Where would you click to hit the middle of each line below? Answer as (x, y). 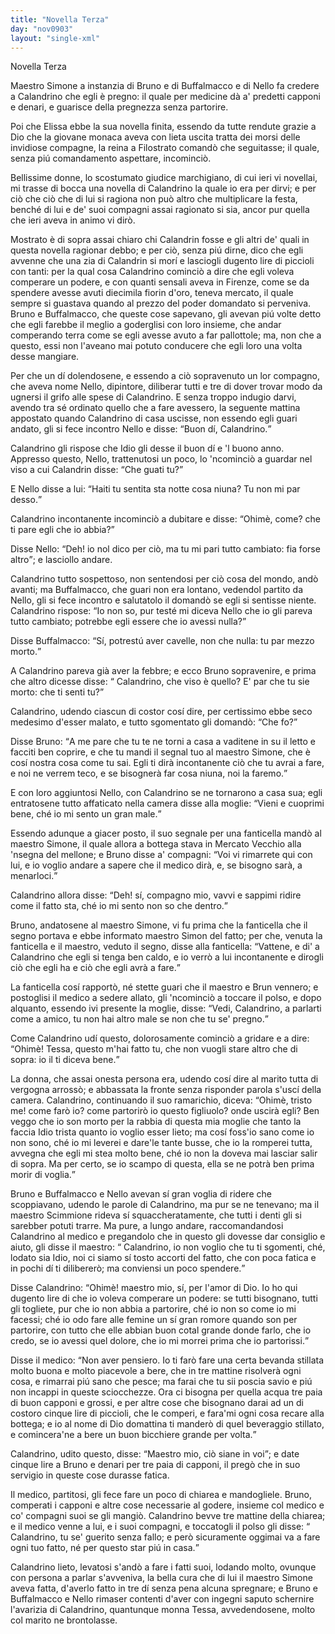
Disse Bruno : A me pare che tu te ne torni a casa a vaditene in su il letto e (163, 742)
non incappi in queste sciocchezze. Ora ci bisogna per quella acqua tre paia (166, 1392)
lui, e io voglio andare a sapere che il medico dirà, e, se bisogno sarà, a (156, 865)
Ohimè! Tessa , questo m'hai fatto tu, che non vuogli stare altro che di (156, 1049)
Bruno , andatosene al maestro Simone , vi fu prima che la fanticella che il (159, 925)
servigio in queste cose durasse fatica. (90, 1475)
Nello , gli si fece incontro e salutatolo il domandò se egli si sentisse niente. (163, 600)
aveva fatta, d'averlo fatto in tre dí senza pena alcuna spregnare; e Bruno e (164, 1588)
